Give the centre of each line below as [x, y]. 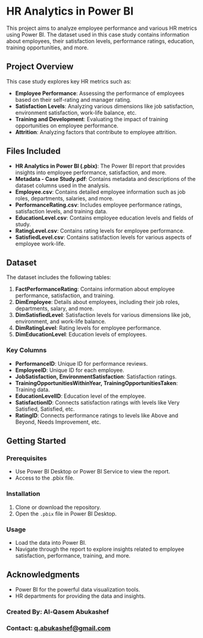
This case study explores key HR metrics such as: [69, 81]
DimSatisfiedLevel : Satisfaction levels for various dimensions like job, [103, 315]
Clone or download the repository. [58, 507]
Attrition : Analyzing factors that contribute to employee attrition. [96, 132]
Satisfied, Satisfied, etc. [45, 409]
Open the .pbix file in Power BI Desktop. [66, 514]
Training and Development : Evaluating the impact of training [92, 119]
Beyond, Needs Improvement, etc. [58, 422]
